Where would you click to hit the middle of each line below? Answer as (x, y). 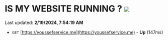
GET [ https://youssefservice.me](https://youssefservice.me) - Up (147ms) (88, 32)
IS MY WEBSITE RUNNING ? (64, 9)
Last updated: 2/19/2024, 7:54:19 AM (44, 22)
